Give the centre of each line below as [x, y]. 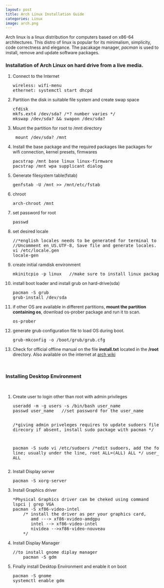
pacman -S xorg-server [40, 480]
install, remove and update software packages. [53, 53]
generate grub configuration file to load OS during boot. [68, 330]
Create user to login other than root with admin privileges [70, 396]
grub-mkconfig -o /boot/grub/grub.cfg [59, 340]
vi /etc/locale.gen [36, 250]
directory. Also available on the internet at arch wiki [64, 354]
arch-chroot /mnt [33, 203]
